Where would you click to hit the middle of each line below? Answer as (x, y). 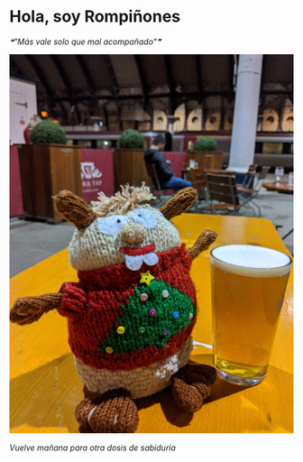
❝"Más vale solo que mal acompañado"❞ (85, 42)
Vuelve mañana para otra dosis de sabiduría (92, 448)
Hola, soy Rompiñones (95, 17)
